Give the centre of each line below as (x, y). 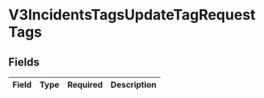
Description (134, 85)
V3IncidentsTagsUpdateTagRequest (132, 15)
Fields (24, 62)
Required (85, 85)
